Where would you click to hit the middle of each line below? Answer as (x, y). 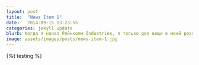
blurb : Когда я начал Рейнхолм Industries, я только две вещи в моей (94, 34)
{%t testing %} (24, 56)
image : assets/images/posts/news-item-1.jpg (62, 39)
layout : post (22, 12)
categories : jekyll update (39, 28)
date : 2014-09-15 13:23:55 (42, 22)
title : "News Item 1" (34, 17)
